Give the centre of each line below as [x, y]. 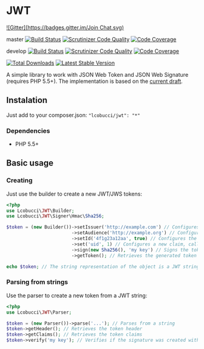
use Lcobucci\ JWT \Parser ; [39, 312]
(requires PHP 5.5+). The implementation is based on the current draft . [95, 81]
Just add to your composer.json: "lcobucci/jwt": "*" [73, 115]
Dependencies [28, 130]
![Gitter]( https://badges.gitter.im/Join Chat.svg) [65, 27]
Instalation [27, 100]
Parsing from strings [37, 282]
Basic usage [30, 163]
